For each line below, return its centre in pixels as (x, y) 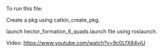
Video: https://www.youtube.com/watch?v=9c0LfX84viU (76, 43)
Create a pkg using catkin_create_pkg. (53, 20)
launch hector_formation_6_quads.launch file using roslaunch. (82, 31)
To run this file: (24, 9)
